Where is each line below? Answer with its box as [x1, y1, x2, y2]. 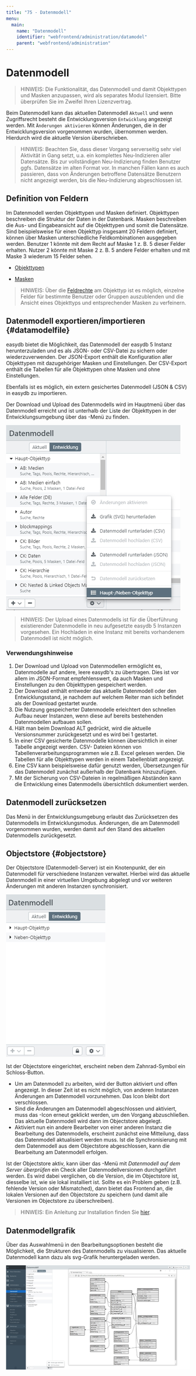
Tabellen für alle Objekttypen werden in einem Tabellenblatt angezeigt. [14, 756, 185, 763]
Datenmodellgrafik [6, 1226, 76, 1236]
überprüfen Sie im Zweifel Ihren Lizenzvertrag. [20, 98, 132, 105]
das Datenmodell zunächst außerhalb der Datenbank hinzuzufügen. [14, 768, 178, 775]
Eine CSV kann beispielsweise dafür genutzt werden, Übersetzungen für [14, 761, 189, 769]
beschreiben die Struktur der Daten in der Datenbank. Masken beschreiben [6, 215, 187, 222]
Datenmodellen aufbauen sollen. [14, 718, 93, 725]
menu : [6, 15, 19, 22]
